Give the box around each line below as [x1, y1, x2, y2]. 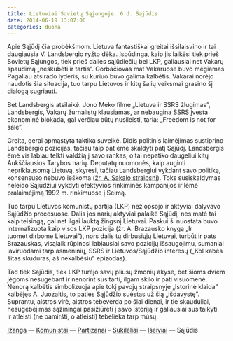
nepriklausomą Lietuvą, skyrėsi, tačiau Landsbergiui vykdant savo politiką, [7, 166, 221, 175]
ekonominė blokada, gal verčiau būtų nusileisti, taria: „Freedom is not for [7, 116, 216, 124]
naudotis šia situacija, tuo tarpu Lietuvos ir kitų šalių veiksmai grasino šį [7, 80, 213, 88]
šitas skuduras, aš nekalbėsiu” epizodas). [7, 254, 127, 263]
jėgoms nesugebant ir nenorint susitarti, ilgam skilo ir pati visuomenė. [7, 275, 208, 284]
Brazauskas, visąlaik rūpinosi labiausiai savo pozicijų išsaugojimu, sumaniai [7, 239, 224, 248]
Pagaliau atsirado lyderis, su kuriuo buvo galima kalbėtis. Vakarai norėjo [7, 72, 214, 81]
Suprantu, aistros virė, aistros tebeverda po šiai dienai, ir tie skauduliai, [7, 298, 211, 306]
